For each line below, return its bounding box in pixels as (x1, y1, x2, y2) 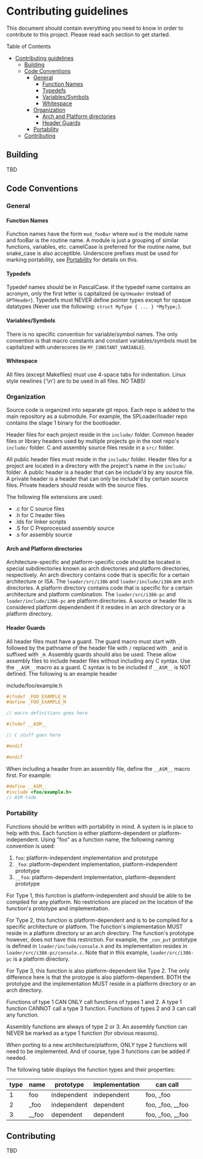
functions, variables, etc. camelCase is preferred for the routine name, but (6, 243, 191, 251)
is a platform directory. (13, 955, 70, 962)
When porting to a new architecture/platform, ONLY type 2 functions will (6, 1041, 187, 1048)
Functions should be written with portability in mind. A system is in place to (6, 823, 194, 830)
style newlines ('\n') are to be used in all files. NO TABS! (6, 377, 146, 385)
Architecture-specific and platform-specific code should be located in (6, 559, 181, 566)
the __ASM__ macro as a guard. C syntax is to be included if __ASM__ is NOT (6, 663, 191, 670)
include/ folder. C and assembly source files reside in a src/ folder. (6, 444, 175, 451)
